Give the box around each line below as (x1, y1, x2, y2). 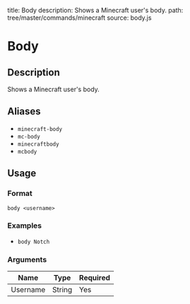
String (52, 285, 73, 295)
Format (7, 189, 33, 199)
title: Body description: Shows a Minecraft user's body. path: (7, 6, 184, 14)
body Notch (17, 238, 50, 245)
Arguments (7, 255, 47, 264)
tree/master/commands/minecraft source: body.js (7, 13, 152, 22)
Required (78, 273, 111, 283)
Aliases (7, 105, 41, 117)
